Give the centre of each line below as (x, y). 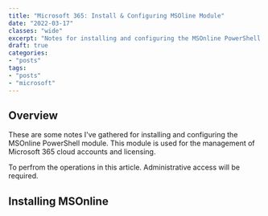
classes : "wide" (35, 31)
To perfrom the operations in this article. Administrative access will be (124, 167)
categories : (28, 53)
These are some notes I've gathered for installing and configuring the (123, 135)
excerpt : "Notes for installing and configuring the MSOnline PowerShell (135, 38)
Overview (33, 115)
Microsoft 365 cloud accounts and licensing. (82, 152)
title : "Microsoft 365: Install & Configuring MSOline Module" (117, 16)
